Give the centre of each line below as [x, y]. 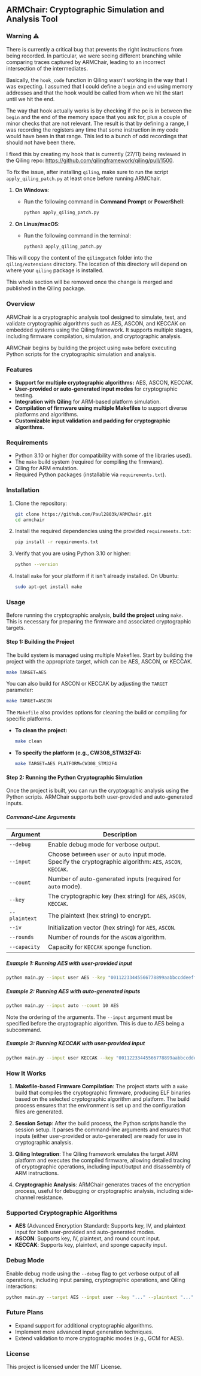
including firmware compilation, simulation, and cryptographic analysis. [94, 336]
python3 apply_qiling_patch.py [63, 246]
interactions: [22, 1286]
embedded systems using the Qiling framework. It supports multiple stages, [100, 330]
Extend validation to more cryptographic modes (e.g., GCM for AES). [99, 1338]
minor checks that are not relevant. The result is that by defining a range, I [98, 123]
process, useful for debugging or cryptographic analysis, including [97, 1191]
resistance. [50, 1197]
